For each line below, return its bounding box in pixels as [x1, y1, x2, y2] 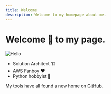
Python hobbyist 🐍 [12, 73, 51, 79]
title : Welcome [5, 7, 37, 13]
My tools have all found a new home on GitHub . [5, 83, 103, 89]
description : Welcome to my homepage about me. [5, 12, 107, 17]
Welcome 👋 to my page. [5, 34, 106, 45]
